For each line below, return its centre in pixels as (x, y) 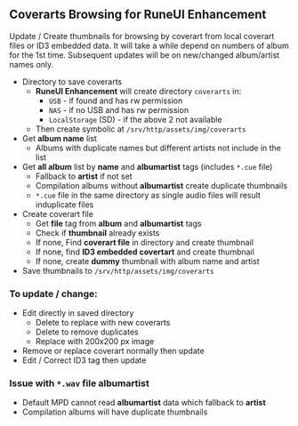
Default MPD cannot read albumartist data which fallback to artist (144, 403)
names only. (32, 64)
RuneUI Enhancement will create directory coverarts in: (138, 91)
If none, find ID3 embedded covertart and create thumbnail (145, 252)
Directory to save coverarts (72, 81)
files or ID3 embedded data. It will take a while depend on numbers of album (149, 45)
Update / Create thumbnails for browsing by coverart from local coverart (142, 36)
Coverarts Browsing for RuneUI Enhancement (138, 15)
